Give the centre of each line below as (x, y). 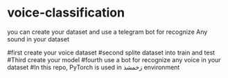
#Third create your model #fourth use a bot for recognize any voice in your (114, 59)
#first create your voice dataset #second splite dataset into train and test (111, 52)
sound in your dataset (38, 39)
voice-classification (66, 13)
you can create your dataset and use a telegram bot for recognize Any (107, 32)
